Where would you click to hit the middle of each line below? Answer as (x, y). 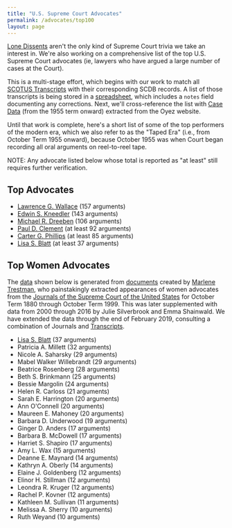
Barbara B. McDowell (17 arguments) (70, 436)
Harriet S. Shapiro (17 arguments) (65, 443)
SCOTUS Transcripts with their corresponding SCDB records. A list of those (115, 89)
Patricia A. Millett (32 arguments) (64, 347)
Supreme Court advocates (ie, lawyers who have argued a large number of (114, 61)
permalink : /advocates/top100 (51, 20)
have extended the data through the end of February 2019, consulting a (109, 319)
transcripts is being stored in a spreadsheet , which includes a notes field (110, 97)
